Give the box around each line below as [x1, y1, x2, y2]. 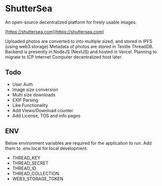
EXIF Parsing [12, 97, 38, 103]
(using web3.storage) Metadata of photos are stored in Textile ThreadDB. [5, 43, 154, 49]
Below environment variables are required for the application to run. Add [5, 140, 152, 146]
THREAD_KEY [12, 155, 41, 160]
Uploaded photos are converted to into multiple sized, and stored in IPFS [5, 38, 153, 44]
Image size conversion [12, 87, 58, 93]
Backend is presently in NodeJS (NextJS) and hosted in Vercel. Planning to [5, 49, 157, 55]
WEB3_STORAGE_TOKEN [12, 176, 64, 182]
